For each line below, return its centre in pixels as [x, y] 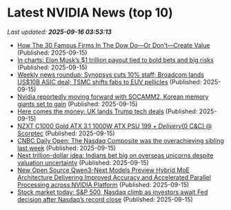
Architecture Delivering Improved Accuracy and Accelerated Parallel [114, 177]
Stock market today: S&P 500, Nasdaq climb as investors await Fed [112, 192]
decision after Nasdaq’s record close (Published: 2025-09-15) [105, 199]
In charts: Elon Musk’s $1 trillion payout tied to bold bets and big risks [115, 59]
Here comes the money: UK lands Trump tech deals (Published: [107, 111]
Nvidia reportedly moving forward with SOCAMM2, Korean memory [113, 96]
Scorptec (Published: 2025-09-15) [66, 133]
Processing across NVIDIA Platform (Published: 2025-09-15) [103, 184]
